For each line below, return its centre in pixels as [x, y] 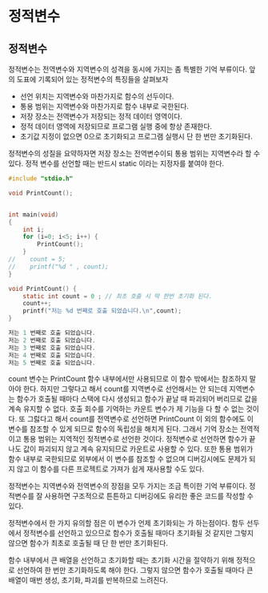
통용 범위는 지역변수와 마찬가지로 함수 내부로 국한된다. [104, 106]
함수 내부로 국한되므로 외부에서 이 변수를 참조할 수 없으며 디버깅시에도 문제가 [128, 459]
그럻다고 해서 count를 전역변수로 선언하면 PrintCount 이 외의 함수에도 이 [140, 419]
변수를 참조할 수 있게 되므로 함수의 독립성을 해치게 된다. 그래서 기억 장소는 [123, 429]
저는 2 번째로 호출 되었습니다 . [52, 340]
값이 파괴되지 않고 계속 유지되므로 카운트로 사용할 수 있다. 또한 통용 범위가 [138, 449]
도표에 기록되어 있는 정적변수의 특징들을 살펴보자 [92, 79]
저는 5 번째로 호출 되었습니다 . [52, 363]
